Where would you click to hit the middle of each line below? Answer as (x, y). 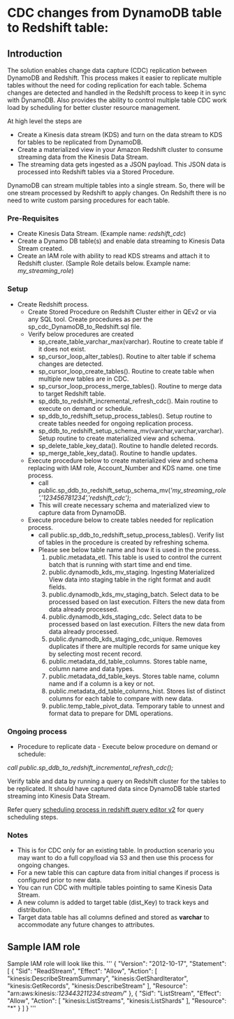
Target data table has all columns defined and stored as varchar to (113, 918)
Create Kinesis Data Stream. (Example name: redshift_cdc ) (102, 234)
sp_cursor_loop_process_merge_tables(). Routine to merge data (130, 386)
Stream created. (41, 248)
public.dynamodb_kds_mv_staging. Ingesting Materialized (132, 572)
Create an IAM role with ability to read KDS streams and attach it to (114, 256)
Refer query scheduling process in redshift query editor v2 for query (105, 809)
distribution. (35, 910)
